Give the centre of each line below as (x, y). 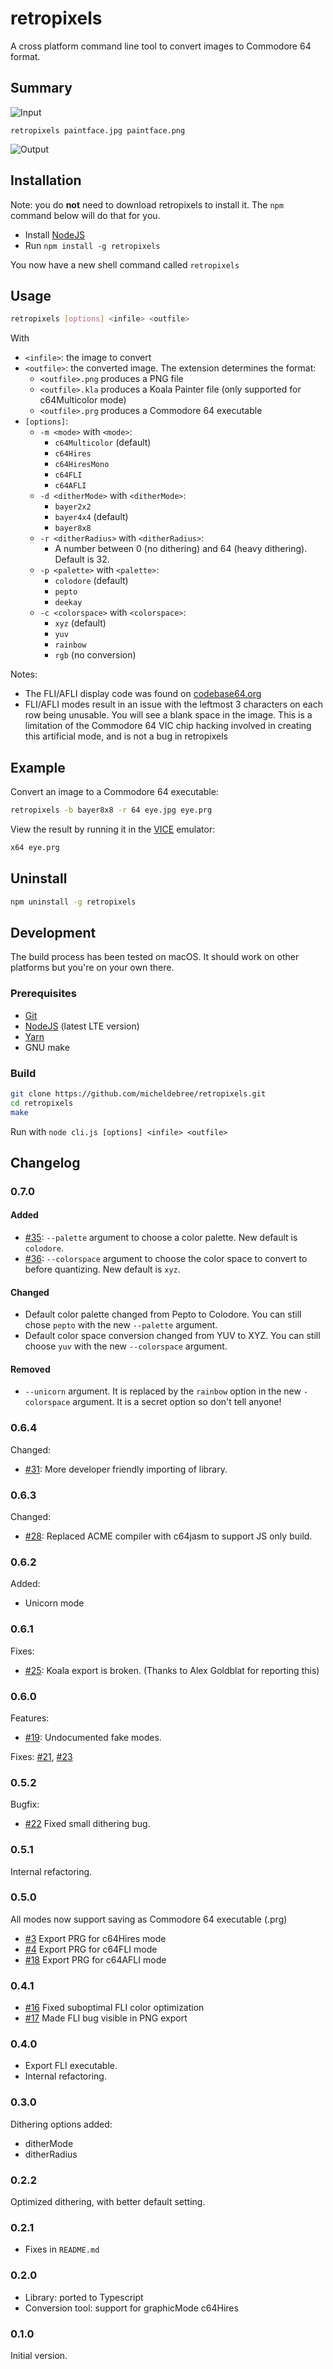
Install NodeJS (55, 234)
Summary (41, 88)
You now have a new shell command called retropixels (125, 264)
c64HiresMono (82, 465)
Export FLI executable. (71, 2066)
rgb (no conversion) (95, 655)
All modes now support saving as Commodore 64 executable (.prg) (149, 1919)
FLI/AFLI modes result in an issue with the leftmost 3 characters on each (173, 704)
